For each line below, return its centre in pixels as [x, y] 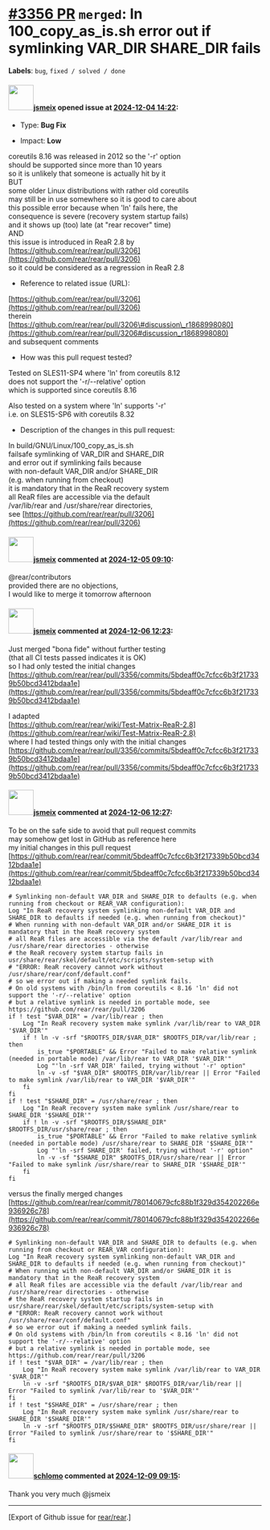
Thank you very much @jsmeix [59, 1494]
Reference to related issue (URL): [75, 284]
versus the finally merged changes [65, 1193]
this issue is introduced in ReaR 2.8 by [72, 242]
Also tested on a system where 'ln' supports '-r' [87, 406]
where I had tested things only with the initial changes [98, 742]
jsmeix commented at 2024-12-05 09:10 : [104, 559]
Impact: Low [41, 141]
